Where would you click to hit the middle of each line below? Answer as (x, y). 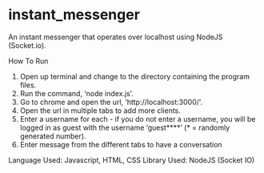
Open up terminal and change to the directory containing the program (135, 76)
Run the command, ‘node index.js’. (76, 93)
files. (28, 85)
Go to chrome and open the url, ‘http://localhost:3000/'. (111, 102)
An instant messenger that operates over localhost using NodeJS (116, 37)
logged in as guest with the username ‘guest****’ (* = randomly (125, 127)
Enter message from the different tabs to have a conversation (121, 144)
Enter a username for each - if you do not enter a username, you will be (138, 119)
